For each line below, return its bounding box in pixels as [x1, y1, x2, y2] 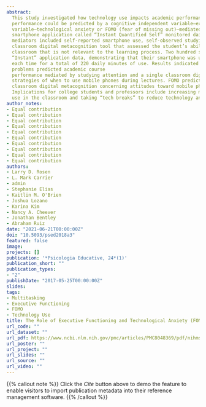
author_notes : [6, 100, 43, 106]
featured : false [6, 237, 48, 243]
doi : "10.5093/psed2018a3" [6, 232, 75, 238]
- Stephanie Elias [6, 186, 53, 192]
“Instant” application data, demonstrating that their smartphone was [12, 55, 196, 61]
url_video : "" [6, 363, 43, 369]
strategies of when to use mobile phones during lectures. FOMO [12, 77, 180, 84]
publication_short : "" [6, 261, 64, 267]
